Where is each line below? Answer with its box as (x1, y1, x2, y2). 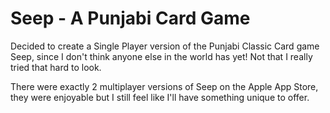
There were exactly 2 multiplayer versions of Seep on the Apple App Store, (10, 80, 319, 92)
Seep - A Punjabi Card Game (10, 7, 251, 30)
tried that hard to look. (10, 61, 102, 73)
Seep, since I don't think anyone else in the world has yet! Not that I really (10, 50, 313, 62)
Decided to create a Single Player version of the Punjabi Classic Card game (10, 40, 320, 52)
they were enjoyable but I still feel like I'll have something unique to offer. (10, 91, 310, 103)
